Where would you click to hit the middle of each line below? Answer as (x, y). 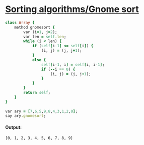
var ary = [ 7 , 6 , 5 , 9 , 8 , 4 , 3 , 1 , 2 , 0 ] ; (42, 111)
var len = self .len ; (45, 37)
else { (39, 60)
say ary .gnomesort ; (26, 116)
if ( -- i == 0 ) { (58, 69)
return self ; (37, 93)
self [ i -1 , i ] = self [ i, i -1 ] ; (73, 64)
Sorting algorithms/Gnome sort (72, 9)
